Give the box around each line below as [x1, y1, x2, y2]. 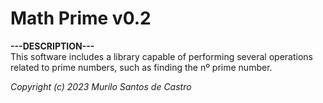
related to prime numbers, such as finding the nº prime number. [10, 61, 273, 73]
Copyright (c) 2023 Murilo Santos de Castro [10, 80, 192, 92]
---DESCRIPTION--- [10, 40, 95, 52]
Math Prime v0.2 [10, 7, 152, 30]
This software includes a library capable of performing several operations [10, 50, 313, 62]
